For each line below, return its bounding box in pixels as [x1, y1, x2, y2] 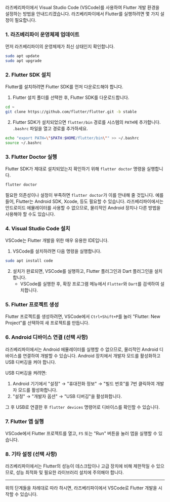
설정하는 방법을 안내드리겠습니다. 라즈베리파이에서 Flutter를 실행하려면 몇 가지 [5, 11, 159, 17]
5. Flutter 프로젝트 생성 [5, 301, 59, 308]
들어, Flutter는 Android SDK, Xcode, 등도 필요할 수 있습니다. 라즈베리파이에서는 [5, 198, 163, 204]
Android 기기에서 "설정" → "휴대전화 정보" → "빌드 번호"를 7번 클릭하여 [12, 380, 155, 386]
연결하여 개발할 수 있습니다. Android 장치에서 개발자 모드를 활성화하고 [22, 352, 161, 358]
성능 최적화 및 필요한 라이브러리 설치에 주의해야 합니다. [16, 470, 124, 476]
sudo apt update [5, 54, 39, 59]
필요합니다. [14, 17, 37, 23]
